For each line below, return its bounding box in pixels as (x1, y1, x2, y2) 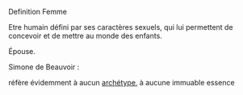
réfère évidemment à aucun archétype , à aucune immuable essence (8, 78, 236, 87)
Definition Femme (8, 7, 67, 16)
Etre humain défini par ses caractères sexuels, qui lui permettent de (8, 23, 233, 31)
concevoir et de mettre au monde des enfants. (8, 31, 163, 40)
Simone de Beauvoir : (8, 62, 80, 72)
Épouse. (8, 47, 36, 56)
